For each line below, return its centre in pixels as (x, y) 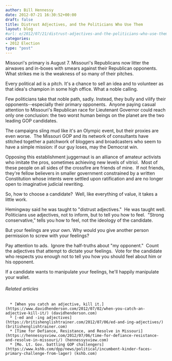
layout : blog (19, 29)
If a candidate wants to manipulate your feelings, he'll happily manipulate (82, 271)
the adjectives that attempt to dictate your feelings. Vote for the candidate (84, 251)
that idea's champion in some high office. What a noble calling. (72, 89)
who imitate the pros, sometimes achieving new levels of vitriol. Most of (81, 162)
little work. (16, 199)
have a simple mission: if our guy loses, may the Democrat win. (72, 147)
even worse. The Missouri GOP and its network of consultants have (77, 136)
